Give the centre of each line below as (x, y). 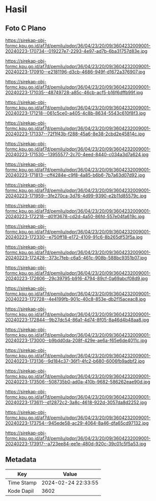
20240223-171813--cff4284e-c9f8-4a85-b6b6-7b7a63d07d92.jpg (75, 175)
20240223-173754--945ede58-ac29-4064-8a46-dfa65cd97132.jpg (77, 423)
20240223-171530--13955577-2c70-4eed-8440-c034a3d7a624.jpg (77, 154)
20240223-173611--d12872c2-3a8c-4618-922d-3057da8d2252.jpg (76, 402)
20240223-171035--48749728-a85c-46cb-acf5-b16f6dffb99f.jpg (74, 92)
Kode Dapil (21, 491)
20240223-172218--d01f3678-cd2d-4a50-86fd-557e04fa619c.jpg (75, 216)
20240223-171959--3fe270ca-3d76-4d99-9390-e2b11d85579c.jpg (76, 196)
